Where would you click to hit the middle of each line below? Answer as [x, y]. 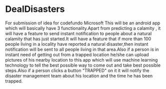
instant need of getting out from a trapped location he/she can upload [77, 54]
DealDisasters [35, 9]
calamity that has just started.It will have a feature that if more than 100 [78, 39]
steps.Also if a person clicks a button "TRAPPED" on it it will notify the [77, 70]
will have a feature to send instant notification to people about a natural [78, 33]
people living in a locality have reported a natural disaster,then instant [77, 44]
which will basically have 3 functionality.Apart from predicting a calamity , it [83, 28]
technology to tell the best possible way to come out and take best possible [83, 65]
